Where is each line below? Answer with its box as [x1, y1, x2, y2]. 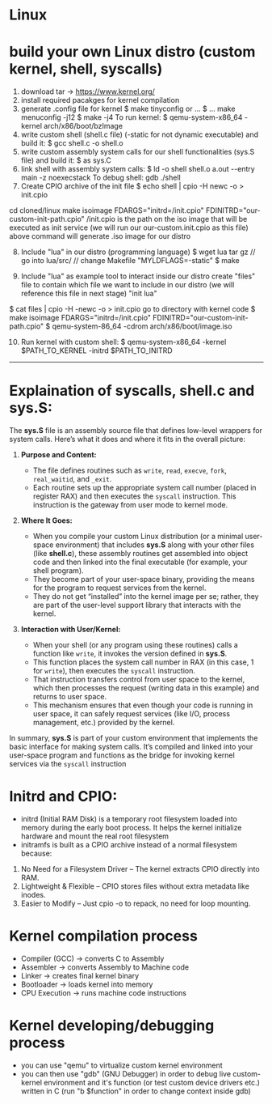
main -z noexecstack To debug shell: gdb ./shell [20, 172, 181, 183]
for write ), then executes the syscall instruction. [32, 666, 196, 676]
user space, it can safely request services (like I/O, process [32, 709, 231, 719]
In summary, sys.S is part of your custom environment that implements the [9, 733, 258, 743]
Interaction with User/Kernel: [20, 625, 121, 635]
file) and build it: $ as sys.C [20, 155, 111, 165]
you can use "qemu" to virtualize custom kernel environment [20, 1060, 223, 1070]
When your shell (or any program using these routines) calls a [32, 640, 239, 650]
